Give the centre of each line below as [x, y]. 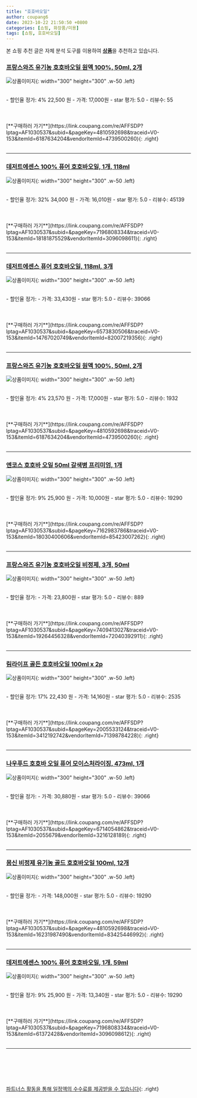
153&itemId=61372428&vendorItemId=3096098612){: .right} [79, 1034]
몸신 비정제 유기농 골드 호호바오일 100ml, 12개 [67, 863]
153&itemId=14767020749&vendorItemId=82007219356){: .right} [84, 338]
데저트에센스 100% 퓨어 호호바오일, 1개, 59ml [67, 963]
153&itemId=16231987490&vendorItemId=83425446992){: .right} [85, 934]
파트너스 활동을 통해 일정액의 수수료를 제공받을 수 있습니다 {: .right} [83, 1089]
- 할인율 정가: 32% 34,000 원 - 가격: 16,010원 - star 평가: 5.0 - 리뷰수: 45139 [95, 199]
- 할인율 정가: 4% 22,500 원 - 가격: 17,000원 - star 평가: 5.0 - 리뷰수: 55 [90, 100]
